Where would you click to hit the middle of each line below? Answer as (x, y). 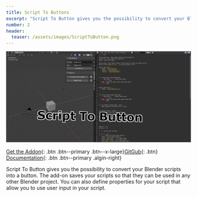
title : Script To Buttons (38, 12)
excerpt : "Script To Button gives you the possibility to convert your (95, 18)
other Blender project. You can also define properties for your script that (93, 181)
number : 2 (18, 25)
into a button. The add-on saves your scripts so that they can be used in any (98, 175)
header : (16, 31)
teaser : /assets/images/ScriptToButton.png (65, 37)
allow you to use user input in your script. (56, 188)
